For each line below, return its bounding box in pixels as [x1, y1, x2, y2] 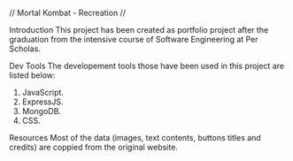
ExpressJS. [21, 96, 64, 107]
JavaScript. [21, 88, 65, 97]
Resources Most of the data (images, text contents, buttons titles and [9, 133, 261, 142]
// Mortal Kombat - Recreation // [9, 8, 127, 18]
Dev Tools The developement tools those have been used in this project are [9, 61, 285, 71]
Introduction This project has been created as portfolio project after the [9, 25, 269, 34]
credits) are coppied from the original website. [9, 142, 179, 152]
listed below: [9, 70, 56, 80]
